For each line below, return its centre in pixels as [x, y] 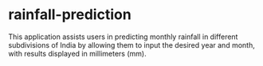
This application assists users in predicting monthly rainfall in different [123, 37]
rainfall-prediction [70, 15]
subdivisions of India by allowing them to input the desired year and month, [131, 45]
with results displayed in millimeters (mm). [77, 53]
